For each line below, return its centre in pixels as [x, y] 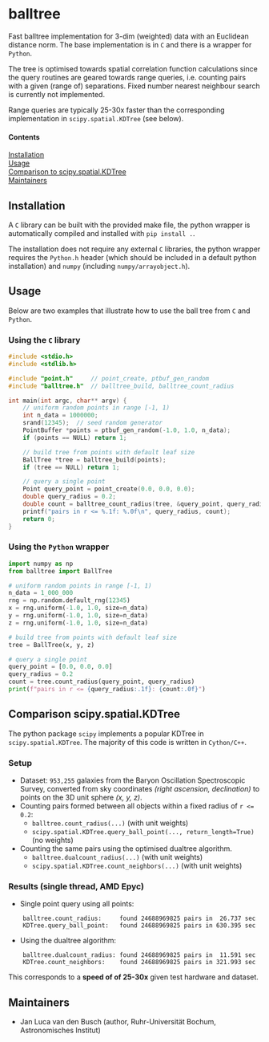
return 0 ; [39, 519]
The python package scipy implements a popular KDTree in [106, 733]
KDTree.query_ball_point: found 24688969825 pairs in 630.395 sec [139, 926]
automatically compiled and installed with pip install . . [102, 233]
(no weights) [52, 841]
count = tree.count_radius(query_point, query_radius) [102, 682]
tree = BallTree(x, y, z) [51, 645]
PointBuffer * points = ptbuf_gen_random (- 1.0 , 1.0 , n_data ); [126, 430]
